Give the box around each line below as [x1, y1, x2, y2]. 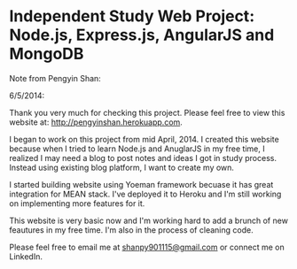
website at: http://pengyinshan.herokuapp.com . [9, 117, 184, 127]
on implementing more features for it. [9, 197, 145, 209]
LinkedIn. [9, 250, 43, 262]
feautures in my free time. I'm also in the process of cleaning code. [9, 224, 254, 235]
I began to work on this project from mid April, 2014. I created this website [9, 134, 279, 144]
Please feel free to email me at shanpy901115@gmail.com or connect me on [9, 242, 285, 252]
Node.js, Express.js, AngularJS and [9, 25, 275, 45]
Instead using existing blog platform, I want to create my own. [9, 162, 235, 173]
